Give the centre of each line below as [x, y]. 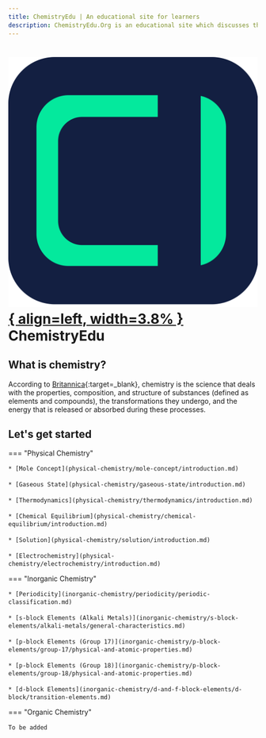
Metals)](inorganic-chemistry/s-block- [173, 618]
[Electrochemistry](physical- [65, 556]
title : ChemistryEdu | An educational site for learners [104, 17]
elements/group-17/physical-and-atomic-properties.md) [101, 650]
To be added [28, 728]
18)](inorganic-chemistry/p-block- [163, 666]
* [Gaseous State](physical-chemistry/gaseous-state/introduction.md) [127, 485]
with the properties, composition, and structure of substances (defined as [129, 392]
